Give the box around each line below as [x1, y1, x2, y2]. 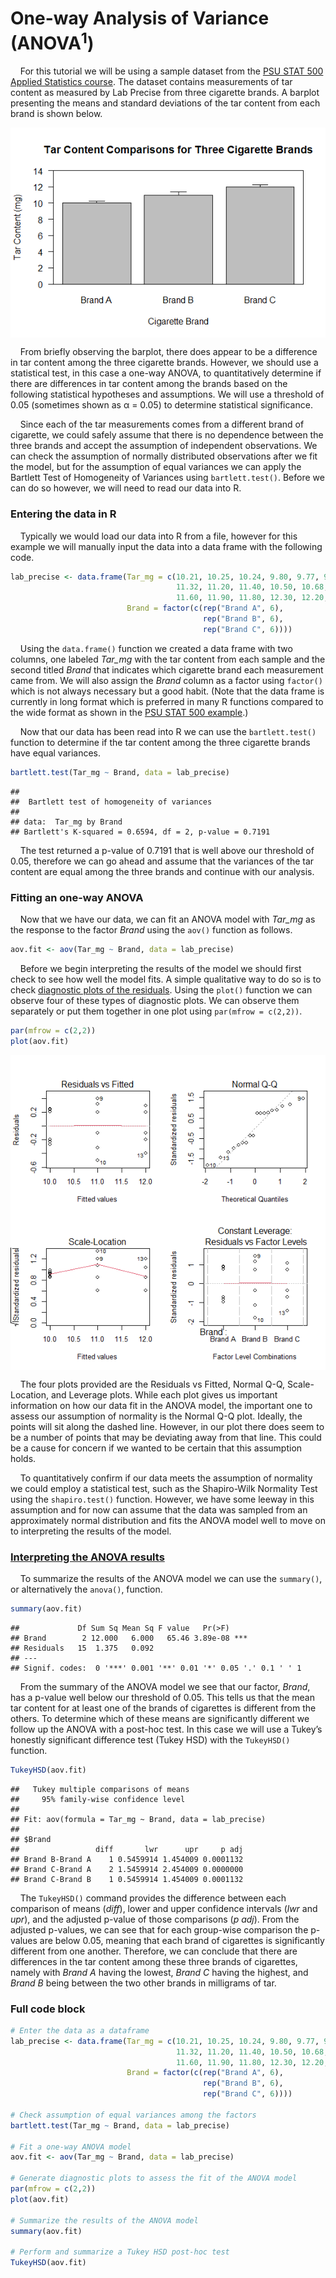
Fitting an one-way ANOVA [10, 890, 144, 904]
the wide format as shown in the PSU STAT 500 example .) [10, 706, 249, 718]
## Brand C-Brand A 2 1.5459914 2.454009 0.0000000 [10, 1864, 244, 1874]
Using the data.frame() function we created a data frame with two [19, 642, 293, 654]
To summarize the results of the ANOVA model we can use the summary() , [19, 1572, 323, 1584]
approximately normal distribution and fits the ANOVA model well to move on [10, 1514, 326, 1526]
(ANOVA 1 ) [10, 28, 95, 55]
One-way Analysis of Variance [10, 7, 270, 30]
